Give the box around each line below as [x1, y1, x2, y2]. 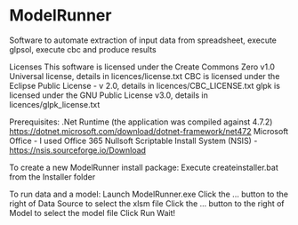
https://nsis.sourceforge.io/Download [9, 144, 147, 156]
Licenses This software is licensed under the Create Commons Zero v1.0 [9, 61, 276, 72]
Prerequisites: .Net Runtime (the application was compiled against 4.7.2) [9, 117, 273, 127]
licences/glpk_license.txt [9, 99, 101, 109]
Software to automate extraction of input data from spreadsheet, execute [9, 35, 278, 45]
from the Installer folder [9, 171, 96, 182]
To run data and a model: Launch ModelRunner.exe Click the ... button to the [9, 189, 289, 199]
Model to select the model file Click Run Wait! [9, 207, 176, 218]
